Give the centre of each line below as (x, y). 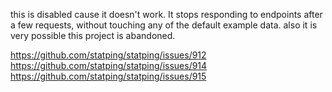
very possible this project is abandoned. (93, 35)
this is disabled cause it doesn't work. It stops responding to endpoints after (166, 14)
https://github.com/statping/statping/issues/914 (109, 65)
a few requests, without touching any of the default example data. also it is (164, 25)
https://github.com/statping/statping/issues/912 (108, 55)
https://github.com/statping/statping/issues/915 (108, 76)
